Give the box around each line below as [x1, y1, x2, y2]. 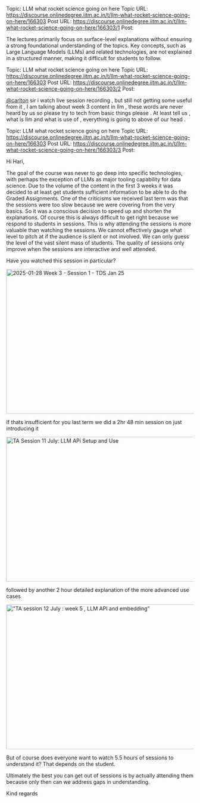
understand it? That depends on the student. [6, 761, 116, 767]
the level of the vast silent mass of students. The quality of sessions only [6, 239, 185, 246]
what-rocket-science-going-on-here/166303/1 [6, 24, 120, 31]
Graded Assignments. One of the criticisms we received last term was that [6, 195, 189, 202]
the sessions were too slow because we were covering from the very [6, 201, 176, 208]
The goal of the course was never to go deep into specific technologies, [6, 169, 183, 177]
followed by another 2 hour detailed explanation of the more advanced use [6, 586, 189, 593]
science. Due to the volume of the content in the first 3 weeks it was [6, 182, 174, 189]
